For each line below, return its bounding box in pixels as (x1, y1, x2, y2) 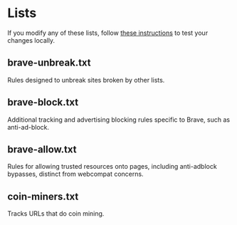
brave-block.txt (7, 96, 79, 108)
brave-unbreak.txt (7, 57, 91, 69)
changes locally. (7, 36, 56, 44)
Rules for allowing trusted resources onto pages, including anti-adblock (7, 162, 217, 171)
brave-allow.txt (7, 143, 77, 155)
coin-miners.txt (7, 190, 79, 202)
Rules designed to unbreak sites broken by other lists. (7, 75, 165, 84)
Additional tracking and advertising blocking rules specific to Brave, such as (7, 115, 230, 124)
